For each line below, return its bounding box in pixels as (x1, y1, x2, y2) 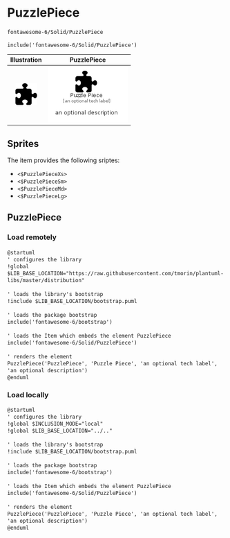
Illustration (10, 55, 43, 64)
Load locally (7, 390, 49, 399)
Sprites (7, 137, 39, 150)
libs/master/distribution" (7, 277, 85, 284)
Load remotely (7, 232, 57, 242)
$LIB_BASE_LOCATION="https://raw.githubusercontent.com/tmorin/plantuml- (7, 270, 224, 277)
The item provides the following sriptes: (7, 156, 120, 164)
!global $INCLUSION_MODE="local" (7, 420, 104, 427)
